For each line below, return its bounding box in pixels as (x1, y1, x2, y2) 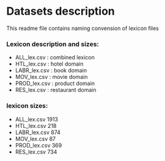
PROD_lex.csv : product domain (15, 80, 95, 87)
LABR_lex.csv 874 (15, 129, 61, 136)
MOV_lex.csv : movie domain (15, 73, 88, 81)
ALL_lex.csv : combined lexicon (15, 54, 95, 61)
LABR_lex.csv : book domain (15, 67, 87, 74)
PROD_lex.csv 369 (15, 141, 62, 149)
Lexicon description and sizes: (6, 40, 100, 48)
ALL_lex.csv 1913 (15, 115, 58, 123)
